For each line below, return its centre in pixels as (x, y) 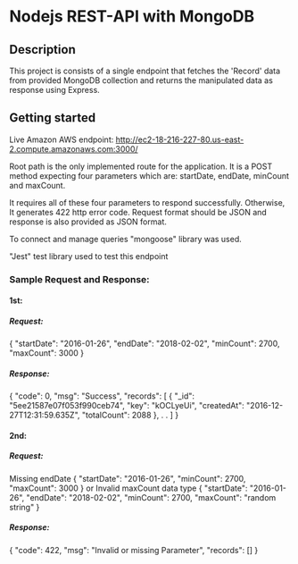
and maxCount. (37, 185)
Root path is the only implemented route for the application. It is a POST (141, 166)
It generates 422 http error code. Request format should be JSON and (138, 212)
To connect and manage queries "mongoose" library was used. (126, 239)
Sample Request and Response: (79, 279)
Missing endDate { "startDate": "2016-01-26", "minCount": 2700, (128, 478)
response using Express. (54, 90)
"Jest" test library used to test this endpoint (89, 256)
